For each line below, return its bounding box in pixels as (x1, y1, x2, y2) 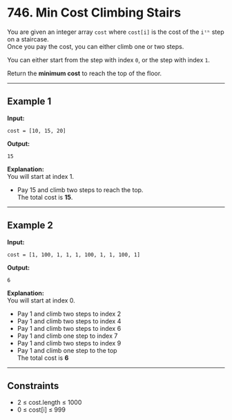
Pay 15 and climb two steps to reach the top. (17, 185, 144, 194)
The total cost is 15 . (17, 193, 73, 201)
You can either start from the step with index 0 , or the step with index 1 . (7, 55, 211, 64)
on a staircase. (7, 35, 50, 43)
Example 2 (7, 220, 53, 231)
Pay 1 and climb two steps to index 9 (17, 338, 122, 347)
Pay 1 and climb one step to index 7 (17, 332, 118, 340)
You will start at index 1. (7, 172, 75, 180)
